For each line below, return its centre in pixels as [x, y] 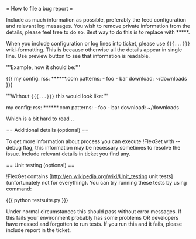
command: [19, 189]
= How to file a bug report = [39, 8]
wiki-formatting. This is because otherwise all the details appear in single [94, 50]
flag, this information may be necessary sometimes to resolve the [102, 148]
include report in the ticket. [39, 230]
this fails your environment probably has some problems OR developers [92, 218]
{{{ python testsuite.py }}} [37, 200]
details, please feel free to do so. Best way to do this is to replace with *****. [98, 32]
